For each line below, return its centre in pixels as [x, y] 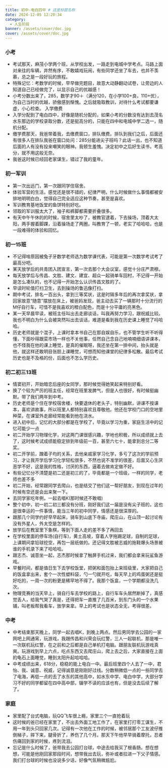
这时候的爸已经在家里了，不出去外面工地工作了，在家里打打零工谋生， [86, 722]
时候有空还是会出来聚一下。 [41, 492]
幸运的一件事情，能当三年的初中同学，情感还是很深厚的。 [81, 511]
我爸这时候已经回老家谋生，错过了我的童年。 [59, 159]
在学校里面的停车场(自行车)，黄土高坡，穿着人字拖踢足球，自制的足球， [87, 536]
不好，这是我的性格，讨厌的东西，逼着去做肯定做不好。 [79, 466]
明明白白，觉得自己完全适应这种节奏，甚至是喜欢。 [74, 198]
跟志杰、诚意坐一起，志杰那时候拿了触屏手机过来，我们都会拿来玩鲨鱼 [86, 555]
